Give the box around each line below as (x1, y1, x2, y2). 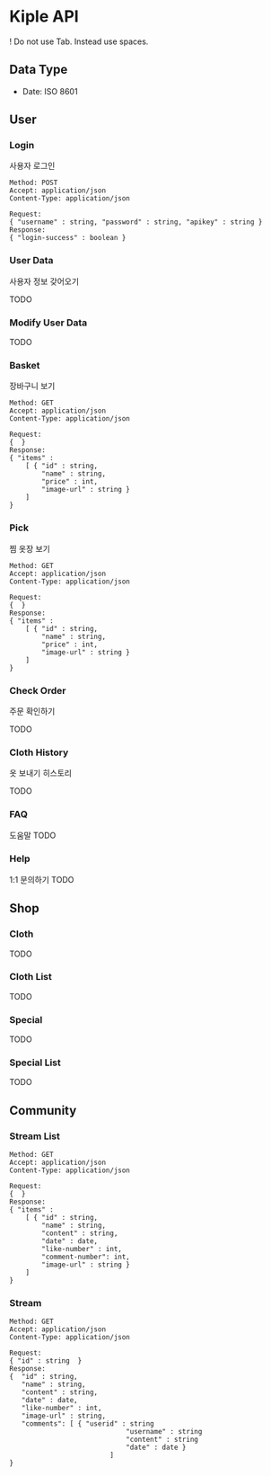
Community (9, 1103, 77, 1118)
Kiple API (9, 6, 79, 27)
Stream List (9, 1130, 61, 1143)
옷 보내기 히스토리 (9, 768, 72, 778)
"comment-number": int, (41, 1252, 130, 1262)
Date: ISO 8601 (22, 85, 78, 96)
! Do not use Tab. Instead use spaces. (9, 36, 149, 47)
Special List (9, 1056, 61, 1069)
